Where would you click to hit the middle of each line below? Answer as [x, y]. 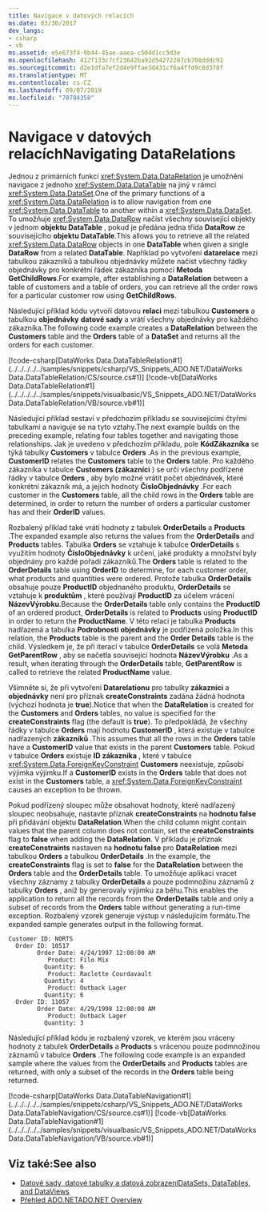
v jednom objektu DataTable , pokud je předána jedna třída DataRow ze [127, 227]
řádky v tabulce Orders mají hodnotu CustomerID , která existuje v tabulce [132, 730]
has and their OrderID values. [57, 512]
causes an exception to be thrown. [65, 790]
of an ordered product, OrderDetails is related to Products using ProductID [133, 612]
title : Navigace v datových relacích [71, 16]
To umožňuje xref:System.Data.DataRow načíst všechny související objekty [132, 219]
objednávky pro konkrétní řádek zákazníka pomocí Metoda [105, 270]
